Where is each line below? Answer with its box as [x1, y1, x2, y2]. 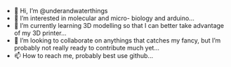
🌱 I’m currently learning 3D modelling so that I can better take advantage [13, 22, 225, 29]
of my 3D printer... [13, 29, 67, 37]
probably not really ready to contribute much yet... [13, 44, 160, 52]
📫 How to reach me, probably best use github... [13, 52, 153, 59]
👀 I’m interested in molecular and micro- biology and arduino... [13, 14, 194, 22]
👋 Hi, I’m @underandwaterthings [13, 7, 108, 15]
